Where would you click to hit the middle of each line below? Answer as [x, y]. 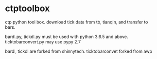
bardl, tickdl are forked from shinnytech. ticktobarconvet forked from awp [78, 51]
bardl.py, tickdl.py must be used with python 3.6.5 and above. [67, 37]
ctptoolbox [27, 9]
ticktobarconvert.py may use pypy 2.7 [43, 41]
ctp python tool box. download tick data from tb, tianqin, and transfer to [77, 22]
